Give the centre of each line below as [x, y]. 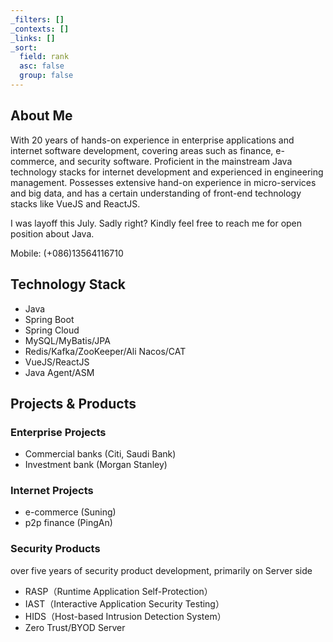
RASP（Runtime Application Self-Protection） [118, 591]
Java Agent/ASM [59, 372]
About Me [41, 116]
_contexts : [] [40, 29]
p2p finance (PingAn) [68, 523]
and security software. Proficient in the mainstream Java [176, 161]
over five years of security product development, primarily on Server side [161, 570]
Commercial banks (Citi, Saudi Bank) [100, 454]
